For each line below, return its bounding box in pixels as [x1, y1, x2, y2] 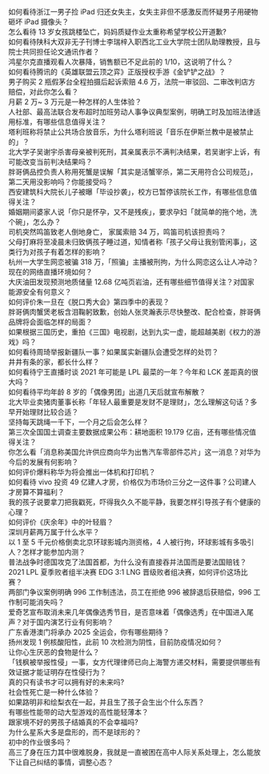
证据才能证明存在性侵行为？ [14, 668, 106, 676]
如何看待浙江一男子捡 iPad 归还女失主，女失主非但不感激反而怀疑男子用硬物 [8, 7, 259, 16]
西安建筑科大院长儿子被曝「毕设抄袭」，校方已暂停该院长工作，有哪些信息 [8, 187, 251, 196]
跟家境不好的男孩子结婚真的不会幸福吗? [8, 717, 139, 727]
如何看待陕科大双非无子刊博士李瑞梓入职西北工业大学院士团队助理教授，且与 [8, 37, 261, 46]
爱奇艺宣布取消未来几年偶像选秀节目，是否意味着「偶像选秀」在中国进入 [8, 608, 247, 616]
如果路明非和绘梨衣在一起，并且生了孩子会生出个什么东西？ [8, 697, 205, 707]
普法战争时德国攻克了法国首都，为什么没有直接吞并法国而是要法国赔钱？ [8, 557, 247, 567]
